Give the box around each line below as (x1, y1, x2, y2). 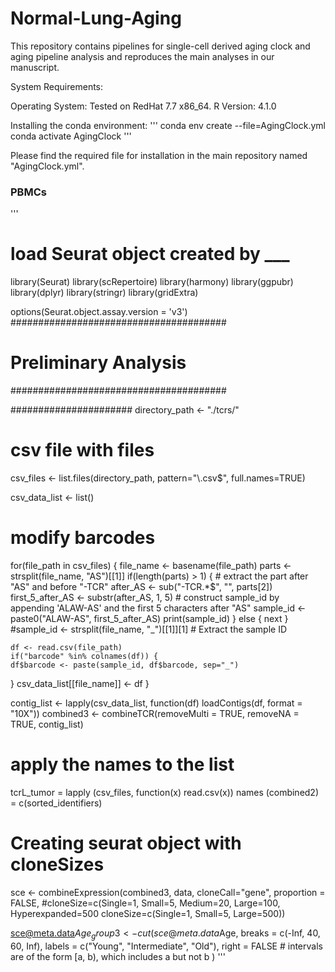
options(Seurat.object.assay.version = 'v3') (10, 306, 188, 318)
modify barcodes (10, 527, 156, 549)
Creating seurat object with (10, 832, 242, 855)
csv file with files (10, 439, 155, 462)
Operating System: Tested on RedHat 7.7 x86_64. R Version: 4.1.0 (10, 100, 277, 112)
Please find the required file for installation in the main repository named (10, 149, 308, 161)
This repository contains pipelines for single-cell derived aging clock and (10, 40, 311, 52)
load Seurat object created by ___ (10, 243, 290, 266)
